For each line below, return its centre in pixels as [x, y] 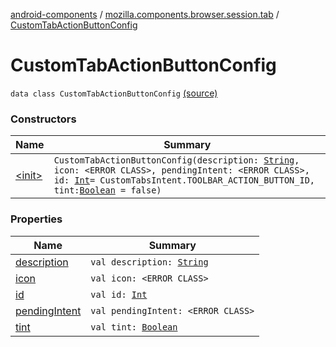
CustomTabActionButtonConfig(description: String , [176, 160]
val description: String [149, 262]
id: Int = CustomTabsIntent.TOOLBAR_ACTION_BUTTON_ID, [184, 180]
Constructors [43, 119]
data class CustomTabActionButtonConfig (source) [114, 93]
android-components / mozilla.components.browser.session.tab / [145, 14]
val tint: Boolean [134, 327]
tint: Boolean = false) [107, 190]
